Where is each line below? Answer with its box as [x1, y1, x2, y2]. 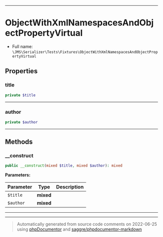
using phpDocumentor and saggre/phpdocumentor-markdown [16, 226, 142, 232]
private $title [5, 93, 36, 98]
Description [56, 184, 84, 190]
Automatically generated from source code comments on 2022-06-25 [16, 221, 157, 227]
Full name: [12, 43, 33, 49]
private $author [5, 119, 38, 124]
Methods [5, 138, 33, 146]
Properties [5, 67, 38, 75]
